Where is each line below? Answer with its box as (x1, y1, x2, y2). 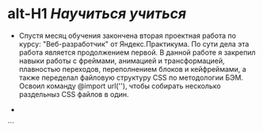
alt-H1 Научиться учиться (7, 5, 187, 23)
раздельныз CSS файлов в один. (18, 89, 129, 99)
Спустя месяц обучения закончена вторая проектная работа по (18, 31, 237, 40)
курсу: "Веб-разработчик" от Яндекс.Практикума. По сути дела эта (18, 39, 250, 48)
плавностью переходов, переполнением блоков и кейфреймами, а (18, 64, 246, 73)
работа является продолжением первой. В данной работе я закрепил (18, 47, 256, 57)
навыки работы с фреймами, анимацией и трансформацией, (18, 56, 225, 65)
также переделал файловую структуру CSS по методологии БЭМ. (18, 73, 243, 82)
